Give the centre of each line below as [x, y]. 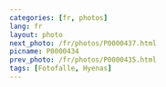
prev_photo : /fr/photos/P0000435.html [83, 60]
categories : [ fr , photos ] [58, 18]
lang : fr [26, 26]
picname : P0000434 [44, 52]
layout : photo [36, 34]
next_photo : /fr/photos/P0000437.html [83, 43]
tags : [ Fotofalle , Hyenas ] [61, 69]
